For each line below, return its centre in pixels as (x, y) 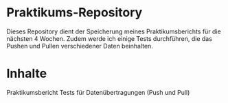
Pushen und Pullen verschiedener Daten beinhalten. (80, 46)
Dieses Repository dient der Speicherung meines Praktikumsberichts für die (114, 31)
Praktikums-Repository (75, 13)
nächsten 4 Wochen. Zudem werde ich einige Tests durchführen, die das (109, 38)
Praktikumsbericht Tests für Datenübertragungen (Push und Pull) (98, 92)
